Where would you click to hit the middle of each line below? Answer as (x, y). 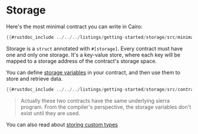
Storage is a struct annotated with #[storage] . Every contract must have (95, 48)
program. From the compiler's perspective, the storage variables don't (106, 107)
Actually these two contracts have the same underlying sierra (95, 101)
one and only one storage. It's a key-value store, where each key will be (93, 55)
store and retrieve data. (34, 78)
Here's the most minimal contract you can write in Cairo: (75, 26)
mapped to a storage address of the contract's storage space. (82, 61)
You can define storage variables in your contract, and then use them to (93, 72)
